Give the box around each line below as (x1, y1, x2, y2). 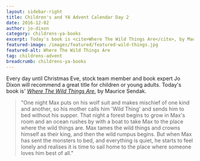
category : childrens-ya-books (6, 31, 82, 37)
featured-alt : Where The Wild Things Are (6, 48, 111, 53)
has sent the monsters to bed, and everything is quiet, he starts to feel (20, 137, 193, 144)
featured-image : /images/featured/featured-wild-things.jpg (6, 42, 159, 48)
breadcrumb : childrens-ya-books (6, 58, 86, 64)
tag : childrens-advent (6, 53, 62, 59)
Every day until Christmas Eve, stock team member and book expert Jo (6, 75, 180, 82)
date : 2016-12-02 (6, 20, 49, 26)
